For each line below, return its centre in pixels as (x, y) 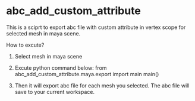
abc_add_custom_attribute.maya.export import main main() (87, 74)
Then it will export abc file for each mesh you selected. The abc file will (102, 85)
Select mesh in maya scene (48, 56)
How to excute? (25, 45)
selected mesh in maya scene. (43, 33)
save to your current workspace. (55, 92)
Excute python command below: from (61, 68)
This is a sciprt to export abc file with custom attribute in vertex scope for (96, 27)
